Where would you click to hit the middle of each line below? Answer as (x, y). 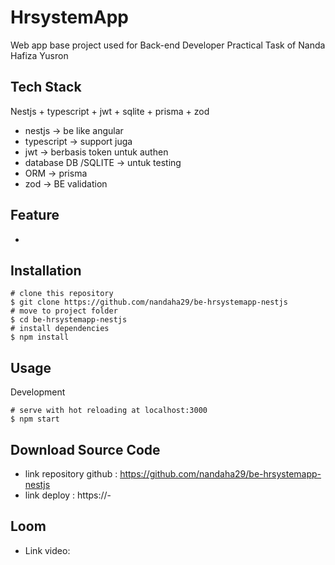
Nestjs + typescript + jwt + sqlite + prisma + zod (110, 111)
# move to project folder (64, 311)
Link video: (47, 550)
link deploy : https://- (68, 495)
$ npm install (40, 337)
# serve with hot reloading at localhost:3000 (109, 411)
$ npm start (35, 419)
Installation (46, 270)
